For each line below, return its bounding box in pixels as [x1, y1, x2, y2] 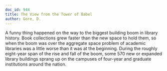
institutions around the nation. [5, 61, 66, 67]
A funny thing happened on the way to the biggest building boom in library [5, 30, 158, 36]
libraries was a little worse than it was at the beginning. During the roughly [5, 45, 158, 52]
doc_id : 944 [5, 7, 30, 12]
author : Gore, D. [5, 16, 41, 21]
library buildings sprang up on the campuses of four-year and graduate [5, 56, 152, 62]
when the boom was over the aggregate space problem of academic [5, 40, 146, 46]
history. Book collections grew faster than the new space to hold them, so [5, 35, 157, 41]
